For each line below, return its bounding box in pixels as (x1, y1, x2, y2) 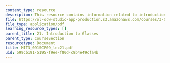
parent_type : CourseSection (5, 36, 65, 41)
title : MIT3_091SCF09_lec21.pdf (5, 45, 73, 50)
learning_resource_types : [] (5, 26, 67, 31)
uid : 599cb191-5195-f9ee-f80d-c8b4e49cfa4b (5, 50, 99, 55)
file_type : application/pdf (5, 21, 65, 27)
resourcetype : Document (5, 41, 56, 46)
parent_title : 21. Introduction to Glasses (5, 31, 99, 36)
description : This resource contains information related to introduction (5, 12, 166, 17)
